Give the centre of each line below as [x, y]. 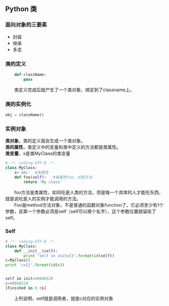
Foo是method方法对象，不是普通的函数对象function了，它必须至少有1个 [89, 205]
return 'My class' [43, 182]
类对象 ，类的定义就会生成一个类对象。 [45, 141]
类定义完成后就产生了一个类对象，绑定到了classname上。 [74, 90]
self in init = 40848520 [29, 279]
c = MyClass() [18, 260]
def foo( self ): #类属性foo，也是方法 [54, 177]
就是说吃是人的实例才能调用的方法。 [43, 199]
